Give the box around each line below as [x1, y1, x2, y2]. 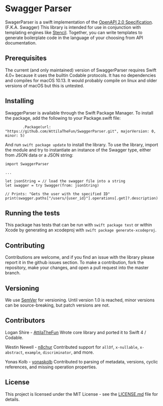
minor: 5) [5, 133, 25, 138]
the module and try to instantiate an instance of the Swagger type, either [5, 147, 151, 153]
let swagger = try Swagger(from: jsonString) [5, 183, 99, 188]
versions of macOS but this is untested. [5, 83, 84, 89]
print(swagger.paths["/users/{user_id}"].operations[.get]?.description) [5, 196, 159, 201]
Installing [5, 97, 34, 105]
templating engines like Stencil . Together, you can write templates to [5, 29, 143, 35]
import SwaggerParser [5, 161, 49, 166]
